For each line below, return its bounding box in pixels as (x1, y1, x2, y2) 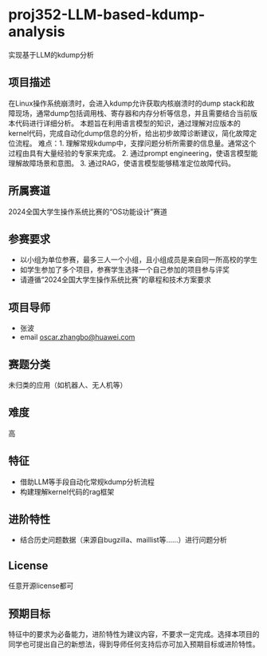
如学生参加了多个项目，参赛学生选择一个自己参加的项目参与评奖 (19, 265, 230, 275)
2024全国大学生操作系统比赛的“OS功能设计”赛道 (8, 206, 167, 217)
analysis (8, 22, 65, 41)
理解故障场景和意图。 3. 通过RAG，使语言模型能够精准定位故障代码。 (8, 158, 235, 168)
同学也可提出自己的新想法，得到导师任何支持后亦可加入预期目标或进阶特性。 (8, 639, 260, 649)
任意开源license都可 (8, 581, 74, 590)
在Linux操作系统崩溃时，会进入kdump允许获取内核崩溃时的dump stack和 (8, 98, 248, 108)
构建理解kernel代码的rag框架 (19, 487, 115, 496)
